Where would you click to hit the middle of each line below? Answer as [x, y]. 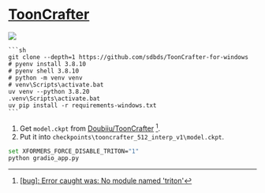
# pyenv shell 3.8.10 [44, 71]
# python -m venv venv [45, 78]
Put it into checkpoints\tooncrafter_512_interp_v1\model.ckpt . [122, 136]
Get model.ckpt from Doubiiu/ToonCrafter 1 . [90, 128]
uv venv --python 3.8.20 [49, 91]
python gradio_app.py [44, 158]
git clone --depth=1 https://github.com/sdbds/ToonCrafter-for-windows [128, 57]
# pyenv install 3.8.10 [47, 64]
